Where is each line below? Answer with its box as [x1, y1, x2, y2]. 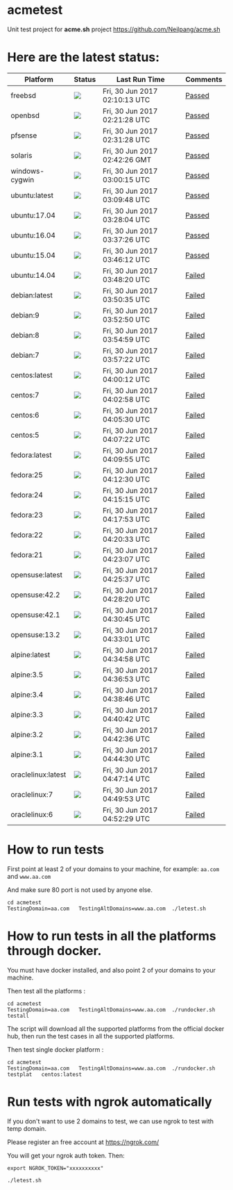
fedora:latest [10, 450, 52, 460]
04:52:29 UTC [103, 813, 150, 823]
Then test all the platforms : [7, 986, 86, 995]
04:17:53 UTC [103, 514, 150, 524]
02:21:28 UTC [103, 115, 150, 124]
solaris [10, 150, 33, 160]
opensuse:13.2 [10, 629, 60, 639]
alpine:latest [10, 650, 51, 659]
